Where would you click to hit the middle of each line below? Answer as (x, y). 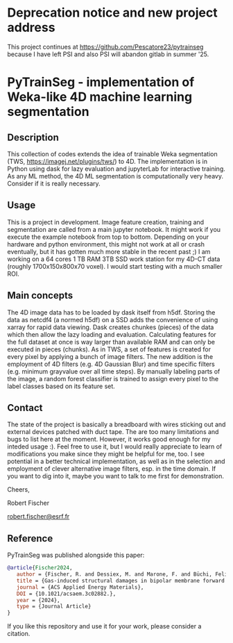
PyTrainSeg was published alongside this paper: (76, 555)
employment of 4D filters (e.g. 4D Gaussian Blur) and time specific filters (111, 364)
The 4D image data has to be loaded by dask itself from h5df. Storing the (111, 312)
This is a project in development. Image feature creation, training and (106, 222)
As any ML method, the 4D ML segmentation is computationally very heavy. (115, 176)
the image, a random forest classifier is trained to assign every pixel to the (113, 378)
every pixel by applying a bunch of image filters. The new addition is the (110, 356)
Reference (30, 538)
